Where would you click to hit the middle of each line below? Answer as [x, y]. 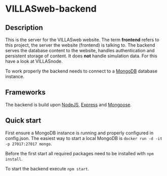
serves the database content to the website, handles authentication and [80, 50]
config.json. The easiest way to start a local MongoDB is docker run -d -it [84, 138]
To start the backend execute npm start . [47, 168]
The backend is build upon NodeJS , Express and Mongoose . [68, 104]
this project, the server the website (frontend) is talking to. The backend [80, 45]
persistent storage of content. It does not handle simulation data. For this [81, 56]
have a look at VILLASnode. [34, 61]
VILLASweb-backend [51, 9]
